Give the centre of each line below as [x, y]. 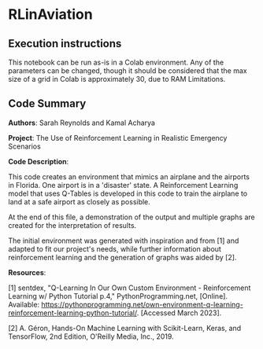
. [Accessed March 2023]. [179, 313]
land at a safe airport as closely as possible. [80, 201]
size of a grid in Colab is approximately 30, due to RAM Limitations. [117, 79]
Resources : [27, 272]
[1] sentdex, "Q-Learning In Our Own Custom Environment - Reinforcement [130, 288]
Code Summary [47, 104]
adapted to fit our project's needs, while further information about [115, 248]
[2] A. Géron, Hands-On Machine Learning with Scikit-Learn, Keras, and [125, 328]
